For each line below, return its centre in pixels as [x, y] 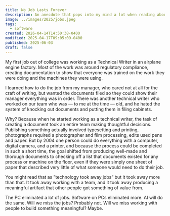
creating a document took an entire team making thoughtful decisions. [78, 124]
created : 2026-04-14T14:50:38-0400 [43, 33]
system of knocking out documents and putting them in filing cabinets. [79, 109]
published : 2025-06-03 [29, 43]
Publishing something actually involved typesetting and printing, [72, 130]
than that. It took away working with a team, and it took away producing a [82, 182]
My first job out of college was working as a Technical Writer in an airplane [83, 62]
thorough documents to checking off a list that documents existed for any [82, 156]
